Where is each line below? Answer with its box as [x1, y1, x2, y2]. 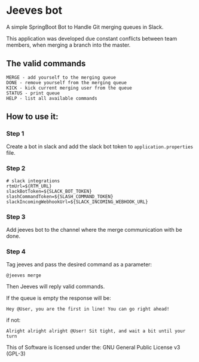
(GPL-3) [6, 350, 26, 357]
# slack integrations [6, 177, 60, 184]
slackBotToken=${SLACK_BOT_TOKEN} [6, 188, 93, 194]
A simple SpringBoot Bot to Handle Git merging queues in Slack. [6, 23, 164, 30]
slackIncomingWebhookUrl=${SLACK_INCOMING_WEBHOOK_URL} [6, 198, 148, 205]
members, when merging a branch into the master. [6, 41, 131, 48]
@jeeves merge [6, 272, 42, 278]
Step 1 [6, 130, 25, 138]
